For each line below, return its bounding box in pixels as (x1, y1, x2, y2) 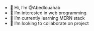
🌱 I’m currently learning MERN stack (10, 15, 85, 21)
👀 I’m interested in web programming (10, 10, 87, 16)
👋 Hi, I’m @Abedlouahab (10, 5, 61, 10)
